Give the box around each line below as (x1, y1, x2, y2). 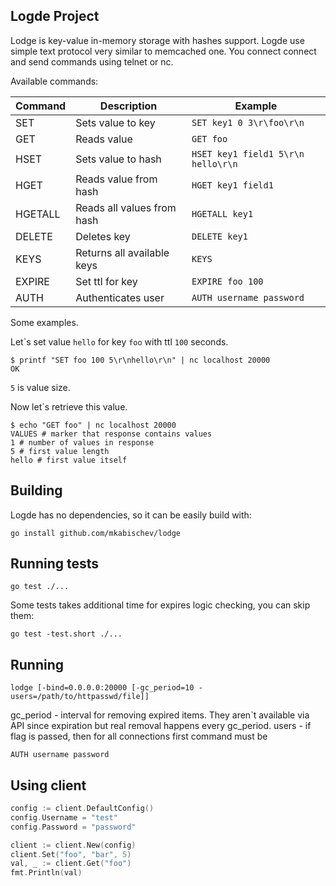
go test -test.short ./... (10, 629, 123, 639)
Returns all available (75, 245, 170, 259)
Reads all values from (75, 200, 177, 214)
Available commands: (10, 75, 99, 87)
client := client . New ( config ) (10, 840, 137, 850)
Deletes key (75, 229, 131, 243)
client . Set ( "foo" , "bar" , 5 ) (10, 849, 132, 859)
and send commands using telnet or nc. (10, 55, 174, 68)
